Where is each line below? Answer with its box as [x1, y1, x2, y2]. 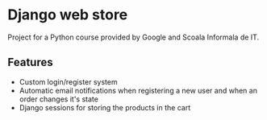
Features [7, 56, 53, 69]
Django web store [7, 6, 128, 24]
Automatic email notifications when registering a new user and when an [19, 85, 257, 95]
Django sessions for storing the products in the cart [19, 102, 191, 112]
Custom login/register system [19, 77, 118, 86]
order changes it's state [19, 94, 98, 104]
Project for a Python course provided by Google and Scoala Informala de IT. [7, 32, 260, 42]
